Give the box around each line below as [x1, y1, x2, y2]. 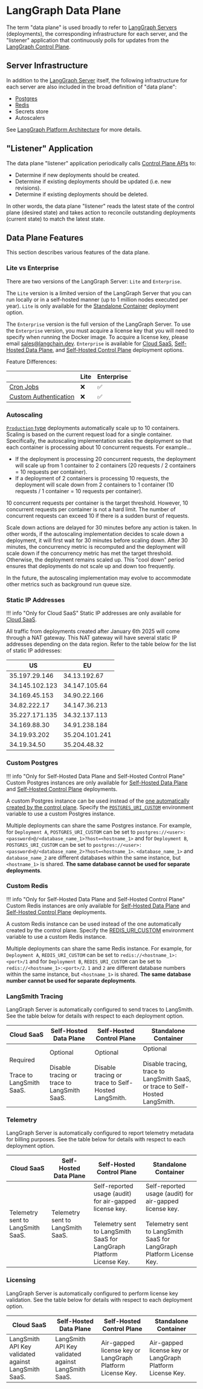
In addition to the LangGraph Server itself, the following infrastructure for [6, 76, 188, 84]
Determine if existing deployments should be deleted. [14, 190, 149, 197]
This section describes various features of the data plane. [6, 249, 150, 256]
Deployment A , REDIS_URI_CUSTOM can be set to [6, 951, 120, 958]
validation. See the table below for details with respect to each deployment [6, 1296, 193, 1303]
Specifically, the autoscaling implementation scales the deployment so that [6, 437, 193, 444]
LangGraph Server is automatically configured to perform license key [6, 1290, 178, 1297]
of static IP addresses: [6, 647, 62, 654]
